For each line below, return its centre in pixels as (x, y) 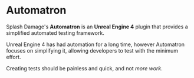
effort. (14, 57)
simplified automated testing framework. (55, 32)
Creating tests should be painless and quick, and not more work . (85, 68)
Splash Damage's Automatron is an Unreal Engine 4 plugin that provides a (97, 27)
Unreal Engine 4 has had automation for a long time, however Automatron (95, 44)
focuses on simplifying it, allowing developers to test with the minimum (92, 50)
